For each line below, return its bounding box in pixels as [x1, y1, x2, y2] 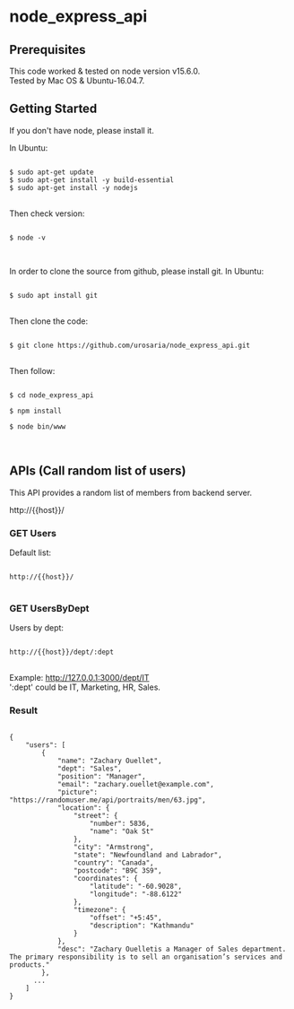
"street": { [73, 811, 118, 820]
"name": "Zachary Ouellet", [56, 756, 163, 765]
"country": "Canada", [73, 858, 154, 867]
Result [9, 704, 39, 717]
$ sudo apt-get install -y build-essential [9, 175, 175, 185]
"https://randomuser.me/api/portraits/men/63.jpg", [9, 796, 206, 805]
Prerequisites [9, 42, 86, 57]
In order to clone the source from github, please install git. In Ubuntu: [9, 265, 264, 276]
